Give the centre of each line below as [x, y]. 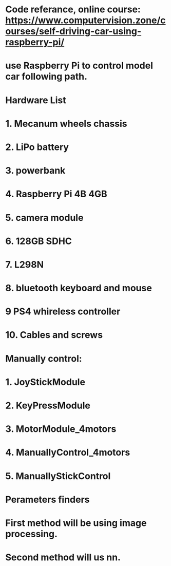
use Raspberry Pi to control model [79, 66]
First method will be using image [76, 523]
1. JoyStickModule [45, 382]
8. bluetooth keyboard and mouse [79, 288]
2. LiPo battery [37, 147]
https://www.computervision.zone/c [85, 20]
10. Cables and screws [54, 335]
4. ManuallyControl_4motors [68, 452]
